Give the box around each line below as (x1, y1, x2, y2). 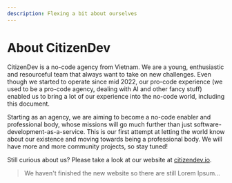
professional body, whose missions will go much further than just (7, 120, 193, 128)
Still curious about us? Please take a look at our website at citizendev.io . (7, 155, 212, 164)
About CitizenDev (7, 39, 110, 55)
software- (193, 120, 222, 128)
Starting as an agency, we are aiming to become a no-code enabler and (7, 113, 211, 121)
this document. (7, 99, 50, 108)
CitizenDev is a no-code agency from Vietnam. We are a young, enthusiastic (7, 63, 224, 71)
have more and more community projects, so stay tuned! (7, 142, 168, 151)
